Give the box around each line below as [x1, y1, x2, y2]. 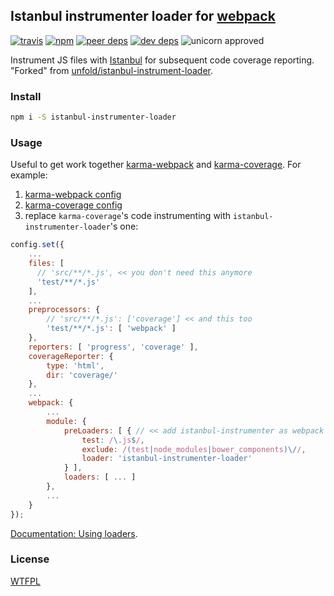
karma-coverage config [24, 199, 123, 211]
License [10, 552, 50, 566]
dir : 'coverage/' [46, 370, 118, 380]
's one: [109, 220, 139, 233]
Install [10, 89, 42, 103]
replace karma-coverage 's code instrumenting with [24, 210, 232, 222]
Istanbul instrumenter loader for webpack [10, 8, 276, 25]
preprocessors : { [28, 305, 101, 315]
